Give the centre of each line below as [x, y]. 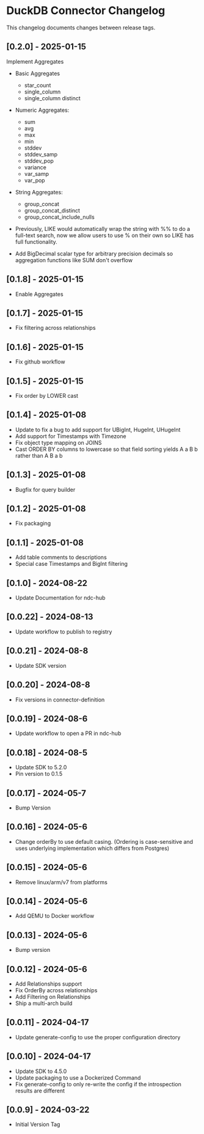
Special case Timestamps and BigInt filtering [71, 564]
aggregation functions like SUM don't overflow [74, 260]
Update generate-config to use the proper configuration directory [98, 1037]
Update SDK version [41, 665]
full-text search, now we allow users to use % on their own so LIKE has [104, 235]
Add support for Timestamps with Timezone [71, 436]
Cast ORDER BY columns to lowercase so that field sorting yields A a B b [107, 449]
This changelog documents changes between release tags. [81, 27]
